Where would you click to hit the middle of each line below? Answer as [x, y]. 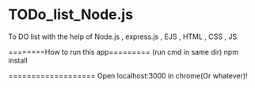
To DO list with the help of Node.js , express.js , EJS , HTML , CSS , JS [123, 36]
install [18, 60]
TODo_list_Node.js [70, 15]
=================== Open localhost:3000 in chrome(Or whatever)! [128, 75]
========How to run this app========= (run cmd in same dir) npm [124, 52]
